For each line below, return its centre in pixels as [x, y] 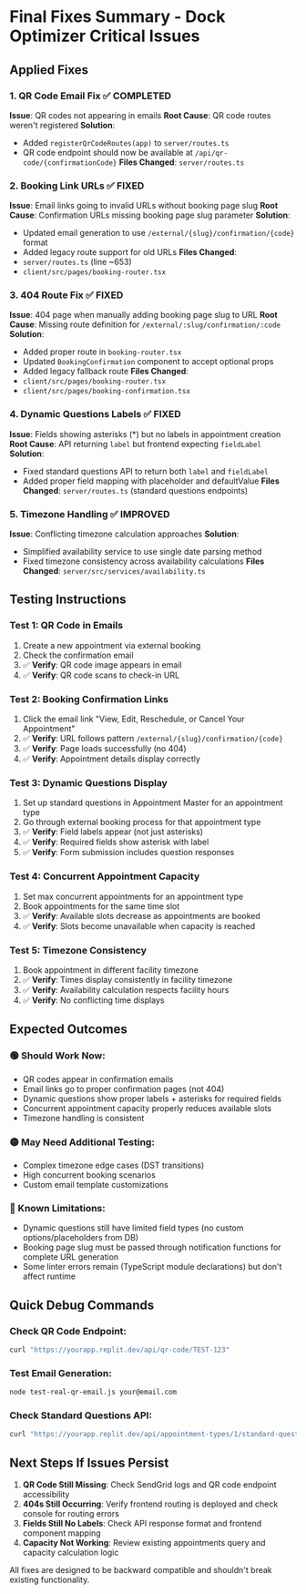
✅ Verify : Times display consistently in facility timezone [127, 979]
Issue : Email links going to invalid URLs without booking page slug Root [144, 206]
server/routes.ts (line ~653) [77, 262]
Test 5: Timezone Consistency [78, 950]
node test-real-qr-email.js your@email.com [93, 1392]
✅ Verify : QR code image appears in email [102, 664]
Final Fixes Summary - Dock [117, 17]
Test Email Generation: [61, 1373]
